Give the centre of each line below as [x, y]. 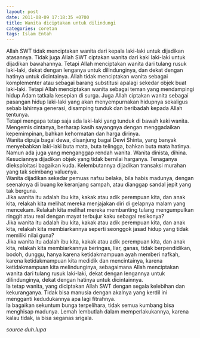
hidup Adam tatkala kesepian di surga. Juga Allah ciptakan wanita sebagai [98, 96]
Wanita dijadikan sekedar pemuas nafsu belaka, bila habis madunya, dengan [100, 178]
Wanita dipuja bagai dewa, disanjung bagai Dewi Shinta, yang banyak [92, 140]
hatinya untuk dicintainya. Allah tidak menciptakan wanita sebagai [87, 77]
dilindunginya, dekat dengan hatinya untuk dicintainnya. [75, 280]
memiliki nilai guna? [30, 235]
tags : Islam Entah [29, 34]
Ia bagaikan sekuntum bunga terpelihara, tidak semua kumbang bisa [90, 305]
